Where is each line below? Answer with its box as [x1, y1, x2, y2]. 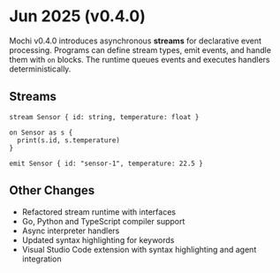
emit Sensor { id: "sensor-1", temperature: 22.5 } [9, 159, 203, 168]
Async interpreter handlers [21, 225, 120, 236]
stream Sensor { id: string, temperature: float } [9, 112, 200, 121]
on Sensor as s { [9, 128, 73, 137]
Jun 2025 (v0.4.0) [9, 6, 146, 27]
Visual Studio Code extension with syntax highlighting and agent [21, 244, 257, 254]
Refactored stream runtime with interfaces [21, 206, 177, 217]
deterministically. [9, 64, 72, 74]
